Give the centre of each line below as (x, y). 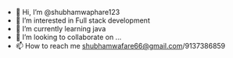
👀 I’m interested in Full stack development (82, 20)
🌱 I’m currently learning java (61, 29)
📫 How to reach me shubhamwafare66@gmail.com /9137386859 (120, 46)
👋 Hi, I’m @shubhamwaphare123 (68, 12)
